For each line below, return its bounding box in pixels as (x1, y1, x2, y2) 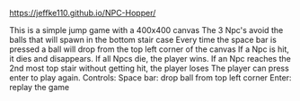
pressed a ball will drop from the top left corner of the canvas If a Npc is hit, (9, 44, 290, 55)
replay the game (9, 82, 70, 92)
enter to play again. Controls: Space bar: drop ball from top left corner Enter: (9, 72, 292, 83)
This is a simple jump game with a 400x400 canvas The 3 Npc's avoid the (9, 25, 284, 35)
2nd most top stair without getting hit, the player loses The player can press (9, 63, 289, 73)
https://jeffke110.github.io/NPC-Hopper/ (9, 8, 156, 18)
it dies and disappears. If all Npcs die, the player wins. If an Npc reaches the (9, 54, 292, 63)
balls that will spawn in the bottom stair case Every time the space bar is (9, 35, 277, 45)
